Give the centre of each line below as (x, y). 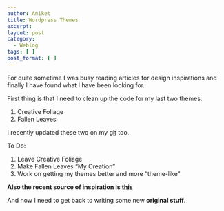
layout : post (26, 33)
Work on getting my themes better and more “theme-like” (99, 173)
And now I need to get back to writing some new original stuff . (96, 200)
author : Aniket (29, 13)
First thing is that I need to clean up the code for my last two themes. (105, 98)
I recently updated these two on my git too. (68, 132)
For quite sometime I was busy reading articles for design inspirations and (112, 78)
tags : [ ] (21, 52)
